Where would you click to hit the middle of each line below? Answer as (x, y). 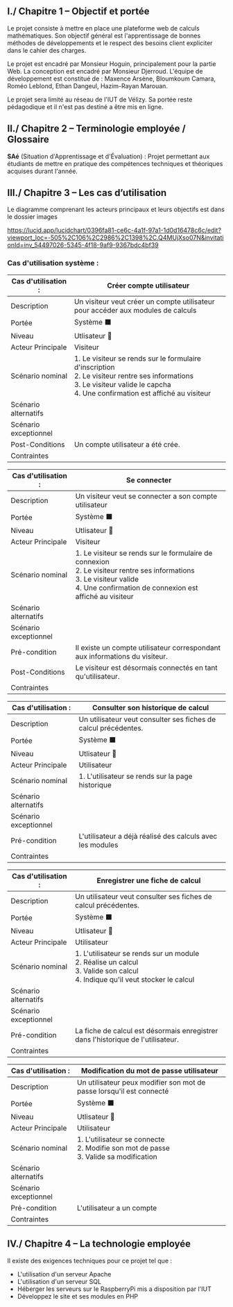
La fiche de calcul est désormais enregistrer (147, 1030)
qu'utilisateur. (97, 676)
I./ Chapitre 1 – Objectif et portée (78, 11)
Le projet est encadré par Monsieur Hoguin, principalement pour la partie (112, 64)
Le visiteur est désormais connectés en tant (146, 668)
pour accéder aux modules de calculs (135, 310)
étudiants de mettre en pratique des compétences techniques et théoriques (115, 163)
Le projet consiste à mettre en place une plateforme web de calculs (103, 28)
